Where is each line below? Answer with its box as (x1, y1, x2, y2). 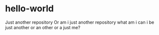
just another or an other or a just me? (5, 24, 80, 30)
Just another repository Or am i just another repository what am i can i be (5, 19, 155, 25)
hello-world (5, 3, 54, 14)
